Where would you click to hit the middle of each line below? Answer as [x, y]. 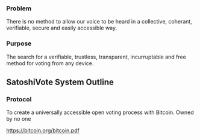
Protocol [19, 99]
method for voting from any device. [50, 63]
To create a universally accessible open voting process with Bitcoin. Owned [100, 112]
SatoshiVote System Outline [60, 82]
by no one [19, 119]
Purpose [19, 43]
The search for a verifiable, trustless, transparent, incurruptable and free [96, 57]
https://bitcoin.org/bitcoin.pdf [43, 130]
